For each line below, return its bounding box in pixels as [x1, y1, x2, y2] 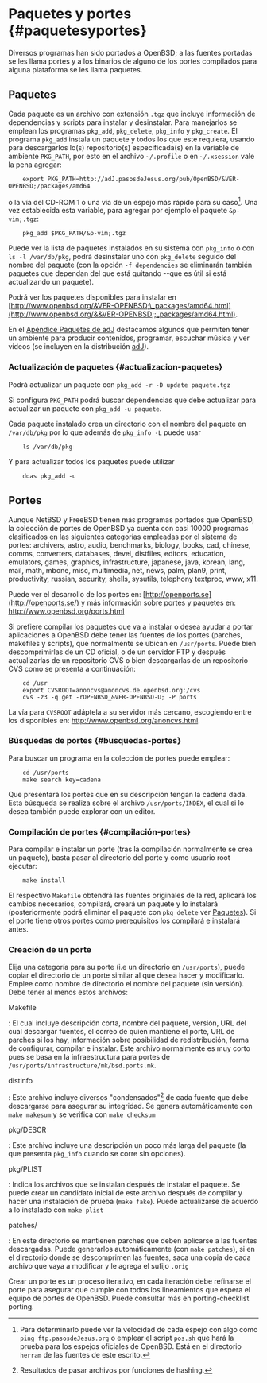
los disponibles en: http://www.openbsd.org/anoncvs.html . [8, 715, 200, 725]
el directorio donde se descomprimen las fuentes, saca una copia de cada [8, 1253, 252, 1262]
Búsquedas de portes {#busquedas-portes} [8, 735, 181, 746]
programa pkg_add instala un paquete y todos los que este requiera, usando [8, 134, 255, 144]
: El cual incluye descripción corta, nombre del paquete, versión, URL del [8, 1018, 246, 1028]
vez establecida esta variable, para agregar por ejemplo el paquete [8, 206, 228, 215]
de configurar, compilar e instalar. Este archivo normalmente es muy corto [8, 1044, 250, 1053]
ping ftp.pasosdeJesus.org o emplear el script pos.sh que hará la [19, 1333, 234, 1343]
